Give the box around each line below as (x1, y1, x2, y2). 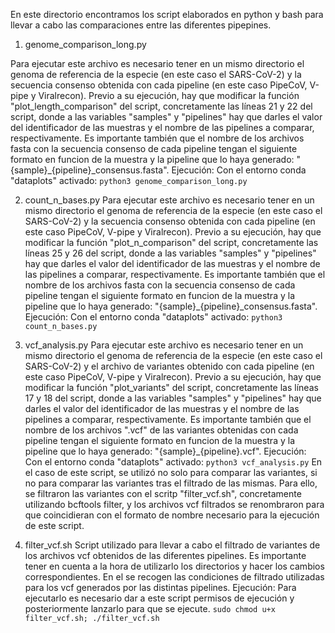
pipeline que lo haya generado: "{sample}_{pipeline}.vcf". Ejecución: (24, 445, 307, 457)
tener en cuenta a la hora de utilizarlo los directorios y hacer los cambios (24, 560, 325, 572)
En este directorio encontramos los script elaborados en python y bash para (10, 9, 324, 20)
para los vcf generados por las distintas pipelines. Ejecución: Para (24, 582, 297, 593)
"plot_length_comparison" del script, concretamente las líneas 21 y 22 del (10, 100, 313, 112)
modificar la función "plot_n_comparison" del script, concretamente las (24, 237, 319, 248)
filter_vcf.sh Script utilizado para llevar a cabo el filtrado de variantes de (24, 539, 321, 551)
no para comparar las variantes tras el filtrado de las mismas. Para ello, (24, 477, 318, 489)
